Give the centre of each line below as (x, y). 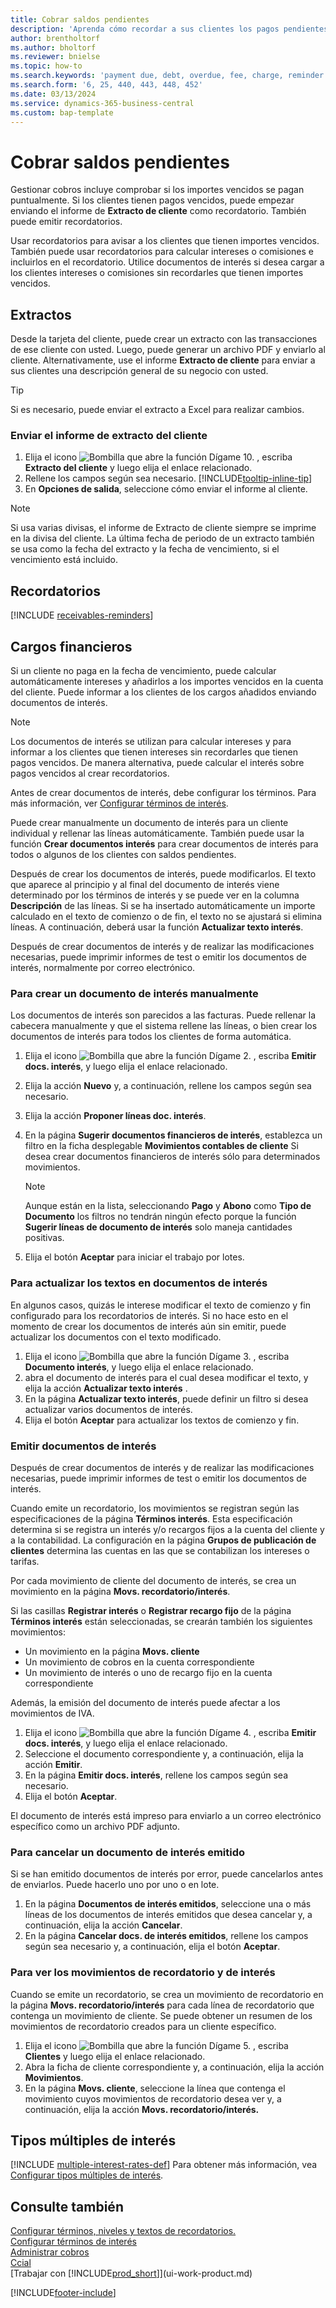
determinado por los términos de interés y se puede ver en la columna (155, 895)
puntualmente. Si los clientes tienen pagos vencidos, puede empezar (152, 200)
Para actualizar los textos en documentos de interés (139, 1283)
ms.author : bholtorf (53, 47)
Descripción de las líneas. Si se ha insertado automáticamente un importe (163, 906)
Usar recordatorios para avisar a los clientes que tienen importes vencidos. (165, 241)
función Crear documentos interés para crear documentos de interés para (164, 844)
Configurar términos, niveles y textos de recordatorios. (123, 2231)
